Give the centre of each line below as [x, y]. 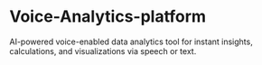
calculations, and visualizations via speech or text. [103, 51]
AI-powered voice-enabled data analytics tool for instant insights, [131, 42]
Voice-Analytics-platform [108, 17]
